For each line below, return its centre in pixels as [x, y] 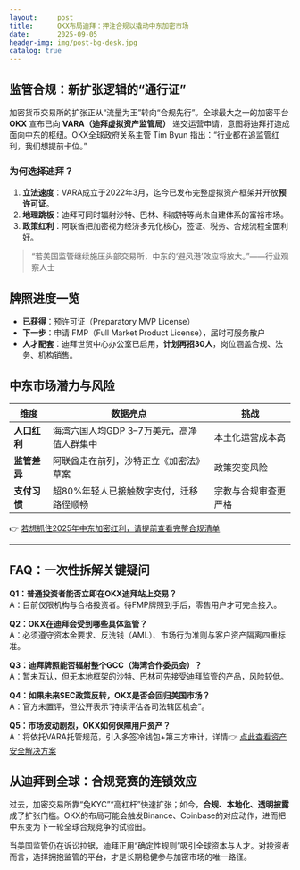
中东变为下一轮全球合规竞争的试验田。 [79, 827]
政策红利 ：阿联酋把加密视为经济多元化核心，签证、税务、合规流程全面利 [155, 226]
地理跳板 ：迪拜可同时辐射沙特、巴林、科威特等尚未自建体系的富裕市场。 [155, 215]
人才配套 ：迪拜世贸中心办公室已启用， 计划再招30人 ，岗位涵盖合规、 [149, 344]
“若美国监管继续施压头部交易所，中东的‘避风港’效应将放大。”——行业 [156, 257]
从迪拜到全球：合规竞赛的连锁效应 [103, 782]
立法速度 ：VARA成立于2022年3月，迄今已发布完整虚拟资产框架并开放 [150, 192]
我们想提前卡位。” [56, 146]
